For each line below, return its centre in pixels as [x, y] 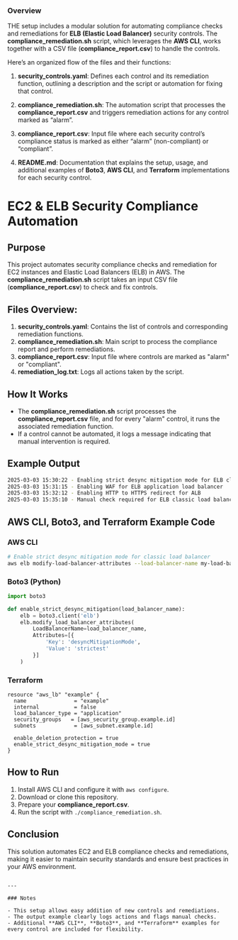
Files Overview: [42, 310]
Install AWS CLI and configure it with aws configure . [93, 789]
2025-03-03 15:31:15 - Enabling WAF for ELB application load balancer [115, 487]
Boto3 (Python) [34, 582]
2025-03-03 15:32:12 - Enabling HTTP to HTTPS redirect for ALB [104, 493]
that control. [35, 92]
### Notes [22, 898]
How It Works [38, 394]
